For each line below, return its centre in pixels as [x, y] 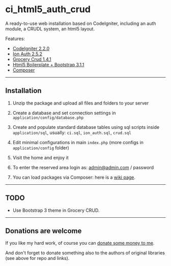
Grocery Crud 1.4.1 [32, 59]
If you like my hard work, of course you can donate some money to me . [80, 243]
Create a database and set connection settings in [64, 113]
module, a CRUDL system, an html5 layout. [50, 28]
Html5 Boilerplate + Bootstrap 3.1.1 [48, 64]
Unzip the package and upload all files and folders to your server [81, 103]
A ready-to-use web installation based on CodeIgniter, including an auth [81, 23]
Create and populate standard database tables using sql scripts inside [86, 127]
